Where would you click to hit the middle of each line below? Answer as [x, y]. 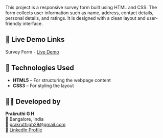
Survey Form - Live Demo [32, 52]
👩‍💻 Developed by [33, 102]
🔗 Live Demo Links [35, 39]
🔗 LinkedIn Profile [24, 130]
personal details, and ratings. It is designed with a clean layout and [75, 18]
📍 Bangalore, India [25, 119]
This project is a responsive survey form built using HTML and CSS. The [81, 7]
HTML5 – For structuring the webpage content [62, 80]
